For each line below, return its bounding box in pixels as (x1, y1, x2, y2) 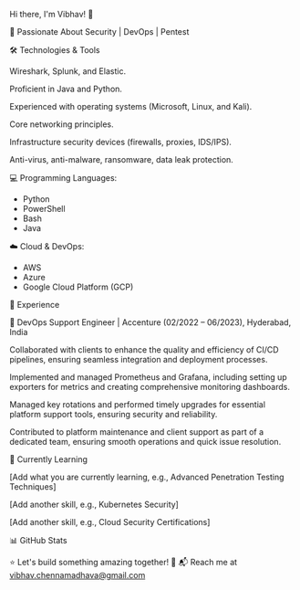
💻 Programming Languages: (9, 173, 118, 183)
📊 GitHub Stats (9, 535, 67, 545)
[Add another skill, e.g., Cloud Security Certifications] (9, 517, 211, 527)
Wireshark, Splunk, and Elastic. (9, 66, 126, 77)
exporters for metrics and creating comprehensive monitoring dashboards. (9, 382, 290, 392)
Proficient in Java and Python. (9, 83, 123, 94)
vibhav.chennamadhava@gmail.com (9, 570, 146, 580)
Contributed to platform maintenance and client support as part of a (9, 427, 264, 437)
